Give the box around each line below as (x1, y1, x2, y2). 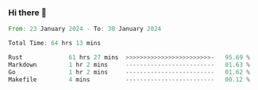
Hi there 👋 (8, 7, 48, 18)
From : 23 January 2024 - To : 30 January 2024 (8, 25, 161, 33)
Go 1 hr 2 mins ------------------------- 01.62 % (8, 68, 250, 76)
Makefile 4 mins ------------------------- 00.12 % (8, 75, 250, 84)
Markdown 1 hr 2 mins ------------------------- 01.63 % (8, 61, 250, 69)
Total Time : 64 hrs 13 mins (8, 39, 102, 47)
